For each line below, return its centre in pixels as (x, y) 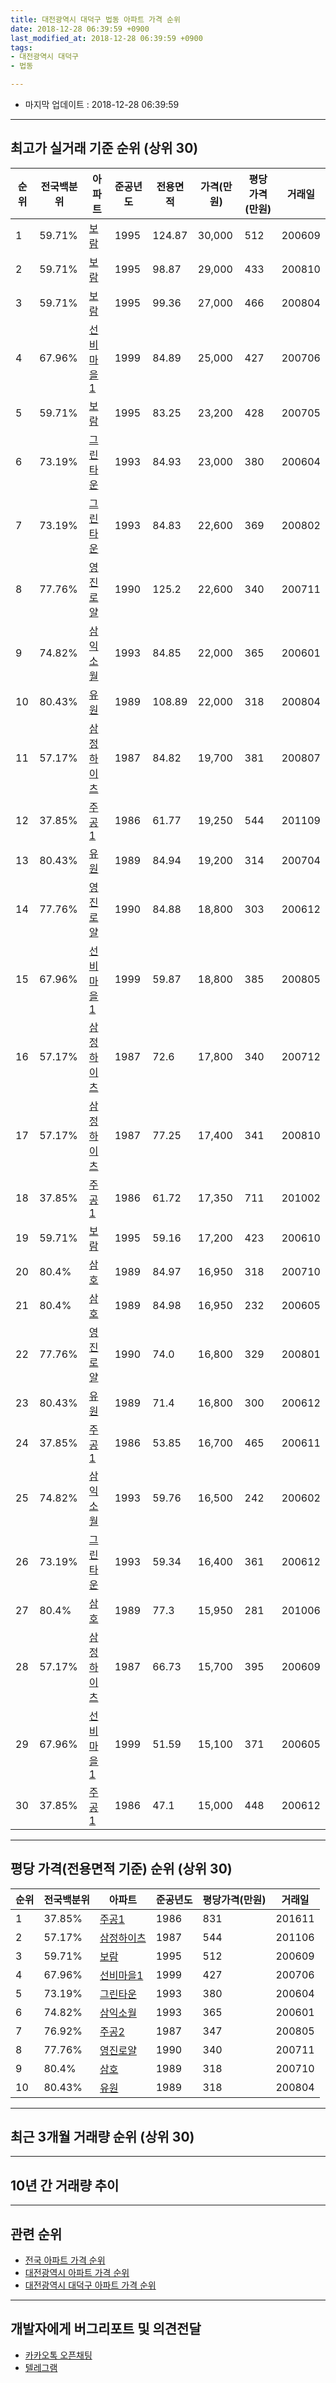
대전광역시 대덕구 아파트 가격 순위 (90, 2285)
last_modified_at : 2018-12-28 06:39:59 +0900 (106, 38)
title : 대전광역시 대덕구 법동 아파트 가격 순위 (95, 19)
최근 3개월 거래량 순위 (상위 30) (102, 2137)
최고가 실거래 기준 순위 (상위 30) (104, 148)
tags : (21, 47)
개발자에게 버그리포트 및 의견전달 (106, 2329)
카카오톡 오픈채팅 (58, 2355)
